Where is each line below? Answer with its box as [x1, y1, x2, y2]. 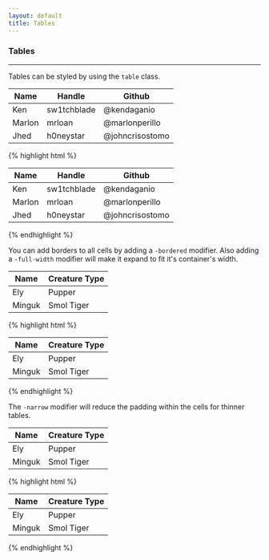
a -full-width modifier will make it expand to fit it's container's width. [8, 254, 239, 263]
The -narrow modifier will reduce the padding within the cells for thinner [8, 402, 245, 412]
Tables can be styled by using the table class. [8, 71, 161, 81]
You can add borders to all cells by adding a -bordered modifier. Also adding [8, 246, 259, 255]
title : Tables [8, 19, 56, 27]
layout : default [8, 11, 62, 20]
